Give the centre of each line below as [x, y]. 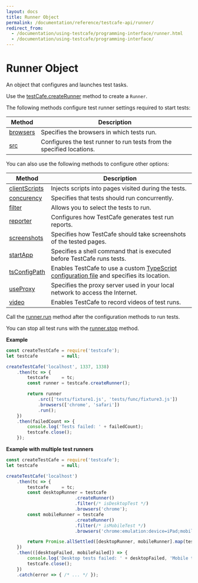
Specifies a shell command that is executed [111, 251]
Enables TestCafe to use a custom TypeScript [114, 268]
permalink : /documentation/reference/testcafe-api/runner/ [80, 22]
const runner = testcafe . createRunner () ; [79, 383]
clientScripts [27, 188]
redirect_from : [25, 28]
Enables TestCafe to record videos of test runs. [116, 302]
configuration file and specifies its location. [110, 276]
